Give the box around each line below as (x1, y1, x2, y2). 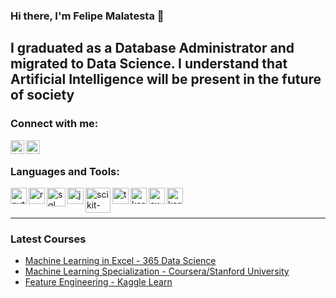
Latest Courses (10, 232, 87, 246)
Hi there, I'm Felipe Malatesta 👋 (10, 9, 165, 23)
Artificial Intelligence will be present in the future (10, 71, 322, 88)
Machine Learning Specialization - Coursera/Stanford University (24, 265, 290, 278)
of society (10, 87, 75, 104)
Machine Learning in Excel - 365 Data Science (24, 255, 217, 267)
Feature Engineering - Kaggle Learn (24, 276, 173, 288)
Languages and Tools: (10, 164, 120, 178)
